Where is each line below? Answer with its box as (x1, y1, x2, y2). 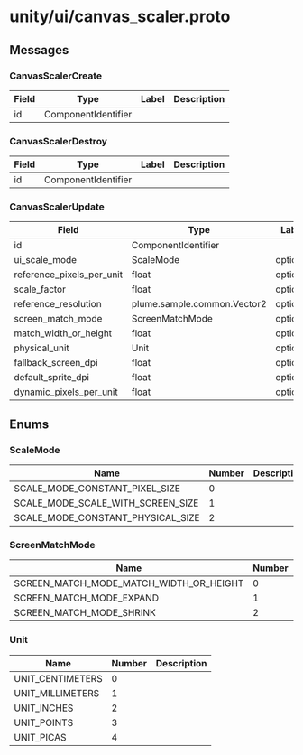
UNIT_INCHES (14, 702, 74, 714)
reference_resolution (14, 298, 102, 311)
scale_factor (14, 283, 66, 295)
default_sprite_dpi (14, 371, 90, 384)
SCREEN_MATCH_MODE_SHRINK (14, 607, 156, 620)
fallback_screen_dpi (14, 357, 98, 369)
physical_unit (14, 341, 69, 354)
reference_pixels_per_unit (14, 268, 124, 281)
